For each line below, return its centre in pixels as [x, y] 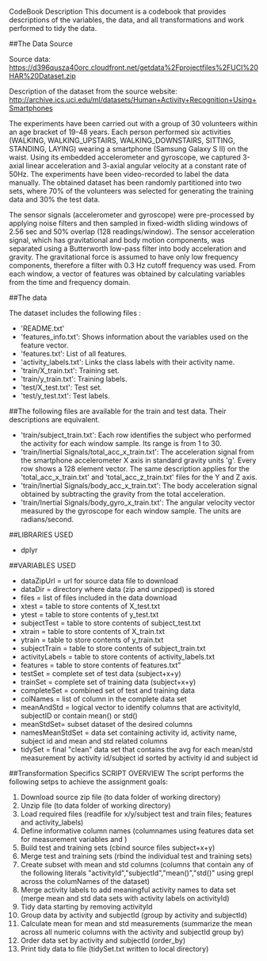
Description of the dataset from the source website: [93, 91]
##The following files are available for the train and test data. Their [118, 411]
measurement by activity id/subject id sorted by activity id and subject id [139, 758]
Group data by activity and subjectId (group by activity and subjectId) [134, 915]
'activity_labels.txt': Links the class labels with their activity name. [128, 362]
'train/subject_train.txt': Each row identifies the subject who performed [136, 435]
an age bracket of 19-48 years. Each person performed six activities [120, 132]
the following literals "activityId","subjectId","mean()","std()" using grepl [137, 873]
